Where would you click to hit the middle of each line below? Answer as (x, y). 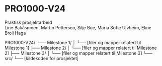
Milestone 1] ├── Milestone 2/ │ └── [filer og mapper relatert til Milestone (81, 48)
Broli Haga (15, 33)
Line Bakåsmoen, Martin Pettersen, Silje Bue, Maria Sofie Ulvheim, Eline (78, 27)
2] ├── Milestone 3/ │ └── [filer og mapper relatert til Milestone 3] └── (79, 53)
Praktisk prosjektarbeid (29, 22)
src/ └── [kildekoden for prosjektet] (42, 58)
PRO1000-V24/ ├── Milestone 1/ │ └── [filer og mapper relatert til (73, 42)
